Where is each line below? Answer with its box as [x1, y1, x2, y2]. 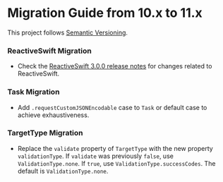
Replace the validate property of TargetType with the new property [17, 144, 213, 152]
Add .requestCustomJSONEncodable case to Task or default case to [17, 103, 207, 111]
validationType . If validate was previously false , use [17, 152, 174, 160]
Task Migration [7, 87, 60, 97]
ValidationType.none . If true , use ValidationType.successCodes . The [17, 159, 216, 167]
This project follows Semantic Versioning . [7, 28, 128, 37]
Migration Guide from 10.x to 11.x [7, 5, 203, 21]
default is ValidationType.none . [17, 166, 109, 175]
